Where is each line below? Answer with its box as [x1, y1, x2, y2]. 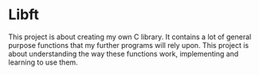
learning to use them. [8, 57, 78, 67]
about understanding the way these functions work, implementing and [8, 49, 239, 58]
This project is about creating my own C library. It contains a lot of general [8, 32, 252, 41]
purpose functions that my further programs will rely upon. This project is [8, 40, 249, 49]
